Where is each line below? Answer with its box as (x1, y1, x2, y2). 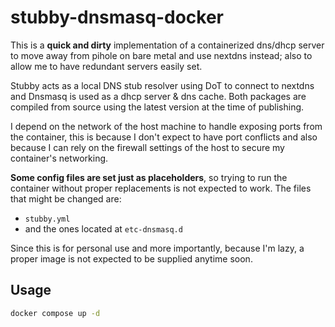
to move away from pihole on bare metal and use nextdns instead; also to (10, 49, 313, 61)
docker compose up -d (10, 308, 101, 318)
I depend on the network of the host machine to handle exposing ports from (10, 120, 323, 132)
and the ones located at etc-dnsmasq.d (24, 222, 183, 235)
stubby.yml (24, 214, 71, 224)
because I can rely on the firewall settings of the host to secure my (10, 141, 285, 153)
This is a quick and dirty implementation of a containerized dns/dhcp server (10, 39, 325, 51)
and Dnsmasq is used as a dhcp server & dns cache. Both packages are (10, 90, 307, 102)
